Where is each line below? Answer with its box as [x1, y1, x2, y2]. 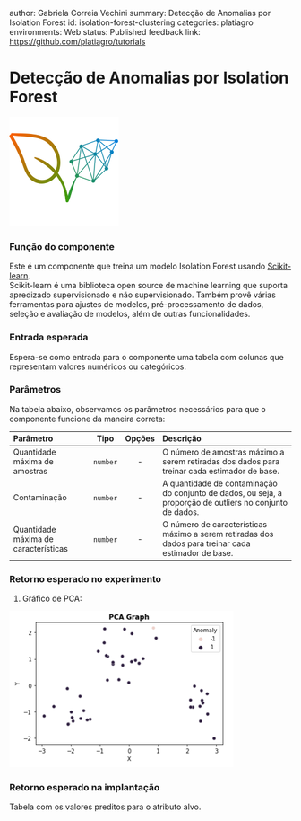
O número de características [162, 519, 267, 530]
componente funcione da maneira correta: [9, 413, 166, 424]
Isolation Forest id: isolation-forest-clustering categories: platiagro [9, 17, 254, 28]
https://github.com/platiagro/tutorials [9, 36, 146, 47]
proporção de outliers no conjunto [162, 497, 288, 508]
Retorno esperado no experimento [9, 572, 162, 585]
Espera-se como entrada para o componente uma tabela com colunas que [9, 351, 284, 362]
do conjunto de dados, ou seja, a [162, 487, 282, 498]
